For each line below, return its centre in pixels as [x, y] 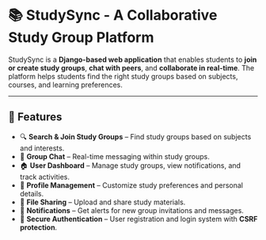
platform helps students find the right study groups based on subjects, [123, 76]
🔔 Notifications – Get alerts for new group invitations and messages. [131, 210]
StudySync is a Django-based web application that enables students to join [133, 59]
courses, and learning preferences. [65, 85]
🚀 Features [35, 117]
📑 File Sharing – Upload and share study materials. [103, 202]
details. [32, 193]
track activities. [44, 177]
